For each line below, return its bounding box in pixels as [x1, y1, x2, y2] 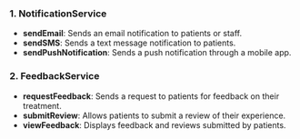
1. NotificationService [9, 7, 107, 20]
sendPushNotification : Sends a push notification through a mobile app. [22, 47, 292, 58]
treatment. [22, 100, 62, 111]
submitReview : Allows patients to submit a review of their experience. [22, 110, 286, 121]
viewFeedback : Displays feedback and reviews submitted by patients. [22, 119, 286, 130]
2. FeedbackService [9, 70, 100, 83]
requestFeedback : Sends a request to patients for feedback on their [22, 90, 280, 102]
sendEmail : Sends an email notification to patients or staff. [22, 28, 243, 39]
